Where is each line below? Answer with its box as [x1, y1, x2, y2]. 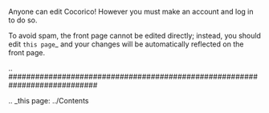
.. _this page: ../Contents [8, 96, 89, 105]
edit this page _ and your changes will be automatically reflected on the [8, 39, 244, 49]
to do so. [8, 15, 38, 25]
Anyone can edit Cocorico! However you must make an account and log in [8, 7, 254, 16]
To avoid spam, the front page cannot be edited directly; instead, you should [8, 31, 261, 40]
